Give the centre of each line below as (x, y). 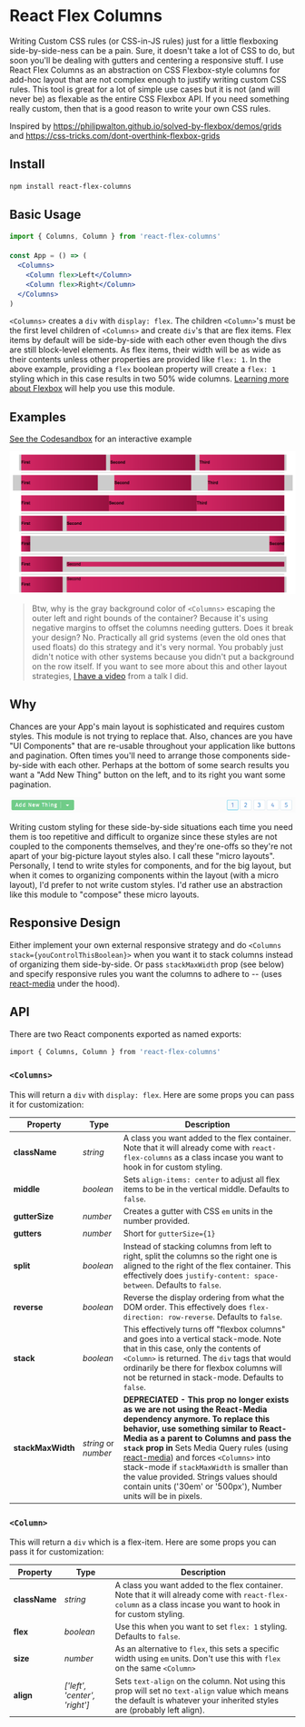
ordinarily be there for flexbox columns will (203, 1368)
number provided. (157, 1221)
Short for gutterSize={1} (169, 1234)
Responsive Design (65, 923)
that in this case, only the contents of (192, 1348)
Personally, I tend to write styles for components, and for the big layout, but (151, 865)
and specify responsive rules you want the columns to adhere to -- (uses (146, 973)
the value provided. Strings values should (200, 1477)
